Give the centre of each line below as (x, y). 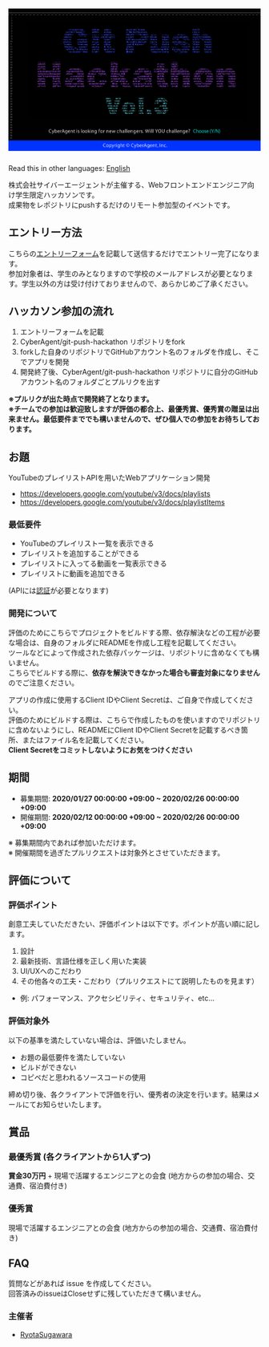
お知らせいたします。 (70, 1104)
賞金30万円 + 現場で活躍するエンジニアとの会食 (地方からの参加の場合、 (128, 1176)
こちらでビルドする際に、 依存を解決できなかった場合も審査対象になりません (134, 672)
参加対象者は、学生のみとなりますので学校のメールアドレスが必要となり (127, 274)
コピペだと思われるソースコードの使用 (83, 1077)
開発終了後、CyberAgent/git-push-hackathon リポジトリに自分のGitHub (139, 372)
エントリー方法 (45, 233)
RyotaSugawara (46, 1334)
